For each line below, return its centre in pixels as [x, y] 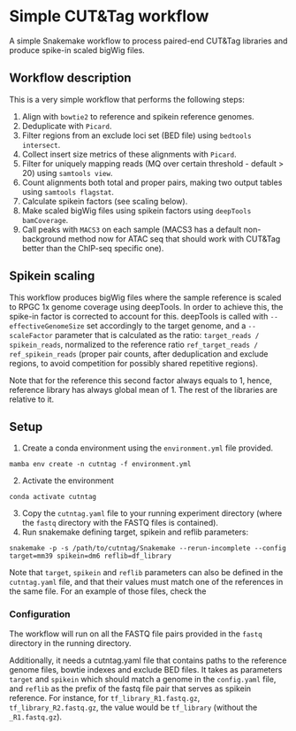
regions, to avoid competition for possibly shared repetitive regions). [133, 363]
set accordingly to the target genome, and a [166, 326]
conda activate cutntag [53, 497]
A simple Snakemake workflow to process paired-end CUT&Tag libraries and [148, 41]
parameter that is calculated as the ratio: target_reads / [157, 335]
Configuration [40, 614]
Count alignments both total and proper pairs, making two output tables [152, 182]
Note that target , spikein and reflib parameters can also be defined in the [146, 573]
